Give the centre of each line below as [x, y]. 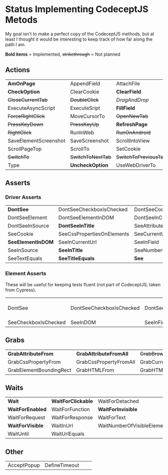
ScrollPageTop [25, 149]
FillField [126, 108]
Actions [17, 70]
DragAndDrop [132, 100]
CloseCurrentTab [28, 100]
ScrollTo [80, 149]
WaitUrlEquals [68, 434]
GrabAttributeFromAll [102, 353]
